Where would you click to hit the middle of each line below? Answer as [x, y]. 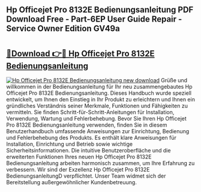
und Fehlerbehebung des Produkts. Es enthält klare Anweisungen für [91, 138]
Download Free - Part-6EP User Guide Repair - [94, 19]
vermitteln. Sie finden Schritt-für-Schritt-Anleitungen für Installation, [90, 112]
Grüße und [174, 80]
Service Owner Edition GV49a [63, 28]
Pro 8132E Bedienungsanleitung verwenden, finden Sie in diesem [87, 125]
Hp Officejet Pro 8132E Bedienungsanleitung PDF [100, 10]
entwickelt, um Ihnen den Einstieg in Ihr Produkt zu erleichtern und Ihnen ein [100, 99]
